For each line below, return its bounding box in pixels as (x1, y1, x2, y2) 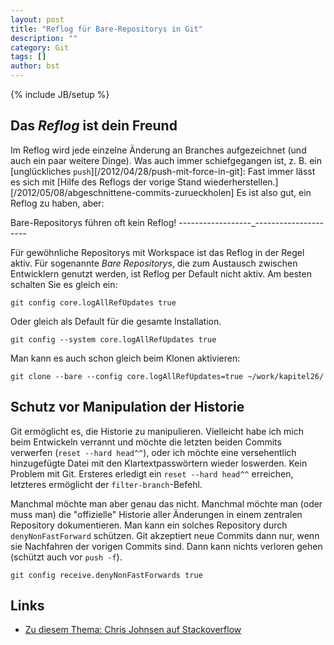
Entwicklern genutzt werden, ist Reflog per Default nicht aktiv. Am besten (10, 267, 312, 280)
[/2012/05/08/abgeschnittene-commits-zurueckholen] (10, 186, 235, 198)
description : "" (10, 33, 78, 43)
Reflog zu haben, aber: (10, 197, 105, 209)
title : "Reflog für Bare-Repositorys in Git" (10, 24, 203, 34)
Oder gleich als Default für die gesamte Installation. (10, 315, 222, 327)
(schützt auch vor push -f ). (10, 551, 123, 563)
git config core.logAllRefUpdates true (10, 297, 177, 308)
